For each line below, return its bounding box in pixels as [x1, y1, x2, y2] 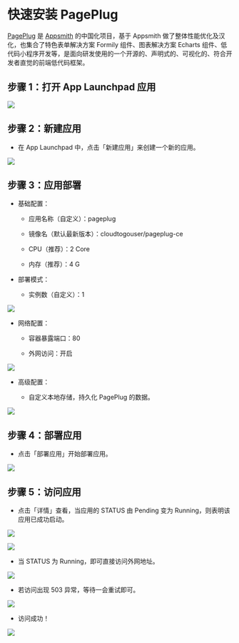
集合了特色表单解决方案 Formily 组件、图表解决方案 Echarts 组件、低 [26, 40, 228, 49]
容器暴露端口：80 [28, 334, 81, 343]
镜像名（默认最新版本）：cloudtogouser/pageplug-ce [28, 230, 183, 238]
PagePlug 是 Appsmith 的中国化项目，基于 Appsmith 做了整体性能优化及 [7, 31, 219, 40]
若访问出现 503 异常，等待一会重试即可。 [17, 586, 140, 594]
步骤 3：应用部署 [7, 179, 82, 191]
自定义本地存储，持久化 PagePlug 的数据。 [28, 393, 155, 402]
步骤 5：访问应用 [7, 486, 82, 498]
